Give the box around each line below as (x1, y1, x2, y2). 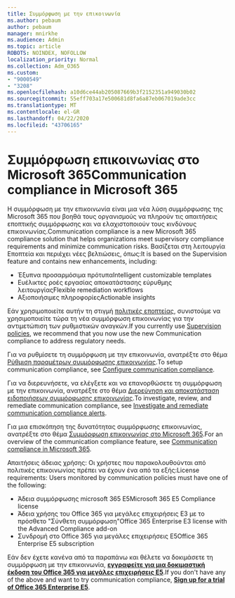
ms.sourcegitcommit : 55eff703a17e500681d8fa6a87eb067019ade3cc (7, 96, 196, 103)
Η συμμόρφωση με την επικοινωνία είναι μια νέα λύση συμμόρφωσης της (7, 205, 223, 213)
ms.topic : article (7, 43, 61, 50)
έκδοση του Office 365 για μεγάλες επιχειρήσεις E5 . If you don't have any (7, 568, 226, 577)
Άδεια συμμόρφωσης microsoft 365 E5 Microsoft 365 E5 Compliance (17, 495, 216, 503)
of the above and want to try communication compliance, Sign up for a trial (7, 575, 225, 584)
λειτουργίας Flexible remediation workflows (17, 286, 144, 294)
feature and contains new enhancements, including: (7, 257, 157, 266)
